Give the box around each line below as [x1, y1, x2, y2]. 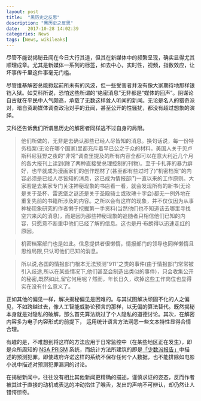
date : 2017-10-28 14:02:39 [6, 25, 79, 32]
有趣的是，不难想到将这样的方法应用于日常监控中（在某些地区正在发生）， [6, 339, 187, 345]
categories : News [6, 31, 50, 37]
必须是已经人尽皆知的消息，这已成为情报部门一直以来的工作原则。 [26, 175, 189, 182]
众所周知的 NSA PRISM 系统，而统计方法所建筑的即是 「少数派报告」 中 [11, 346, 185, 353]
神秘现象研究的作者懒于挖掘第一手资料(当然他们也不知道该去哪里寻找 [20, 205, 191, 212]
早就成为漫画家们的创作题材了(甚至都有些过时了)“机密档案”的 [36, 167, 187, 174]
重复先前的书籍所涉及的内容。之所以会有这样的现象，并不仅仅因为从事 [20, 197, 194, 204]
